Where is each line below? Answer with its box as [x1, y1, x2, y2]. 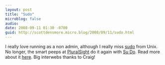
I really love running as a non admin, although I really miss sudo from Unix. [5, 44, 158, 49]
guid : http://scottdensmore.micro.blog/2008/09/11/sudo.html [5, 30, 135, 35]
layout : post [5, 7, 32, 12]
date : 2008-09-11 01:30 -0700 [5, 26, 68, 31]
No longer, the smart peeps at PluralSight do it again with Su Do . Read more [5, 49, 160, 55]
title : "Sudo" [5, 12, 35, 17]
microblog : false [5, 16, 41, 21]
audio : [5, 21, 19, 26]
